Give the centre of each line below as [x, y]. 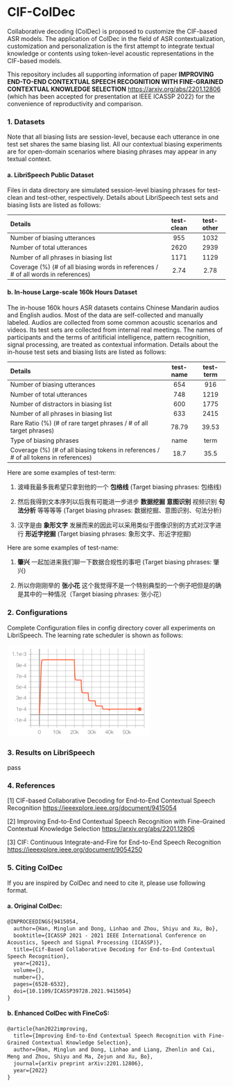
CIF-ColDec [41, 12]
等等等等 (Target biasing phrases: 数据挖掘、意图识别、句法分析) [129, 510]
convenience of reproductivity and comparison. [75, 103]
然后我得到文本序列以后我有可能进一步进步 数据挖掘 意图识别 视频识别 [117, 502]
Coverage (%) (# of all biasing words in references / [84, 267]
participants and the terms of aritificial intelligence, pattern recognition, [109, 337]
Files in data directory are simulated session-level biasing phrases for [106, 190]
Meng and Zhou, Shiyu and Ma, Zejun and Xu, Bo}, [80, 1056]
